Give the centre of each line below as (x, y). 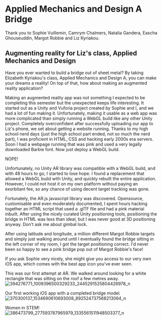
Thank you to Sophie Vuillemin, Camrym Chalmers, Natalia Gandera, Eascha (81, 33)
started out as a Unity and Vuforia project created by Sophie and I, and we (80, 108)
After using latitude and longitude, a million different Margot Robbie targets (80, 234)
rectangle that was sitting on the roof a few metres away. (62, 278)
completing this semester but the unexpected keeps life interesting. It (74, 103)
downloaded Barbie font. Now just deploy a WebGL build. (63, 149)
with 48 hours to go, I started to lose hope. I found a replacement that (75, 173)
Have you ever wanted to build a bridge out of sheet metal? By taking (74, 73)
